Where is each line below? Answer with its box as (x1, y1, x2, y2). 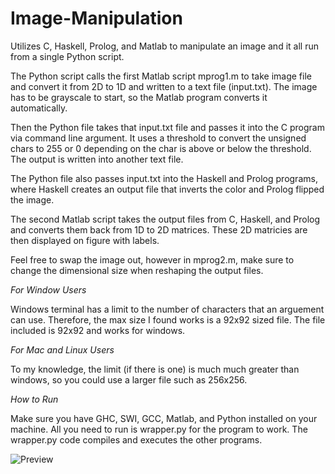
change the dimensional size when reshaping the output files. (10, 264, 264, 276)
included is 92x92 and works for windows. (10, 324, 186, 336)
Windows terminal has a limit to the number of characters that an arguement (10, 303, 325, 315)
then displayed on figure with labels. (10, 234, 160, 246)
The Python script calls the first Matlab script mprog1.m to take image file (10, 70, 312, 82)
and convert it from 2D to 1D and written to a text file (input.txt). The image (10, 80, 318, 92)
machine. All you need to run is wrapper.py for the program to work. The (10, 423, 308, 435)
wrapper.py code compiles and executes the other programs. (10, 433, 263, 446)
